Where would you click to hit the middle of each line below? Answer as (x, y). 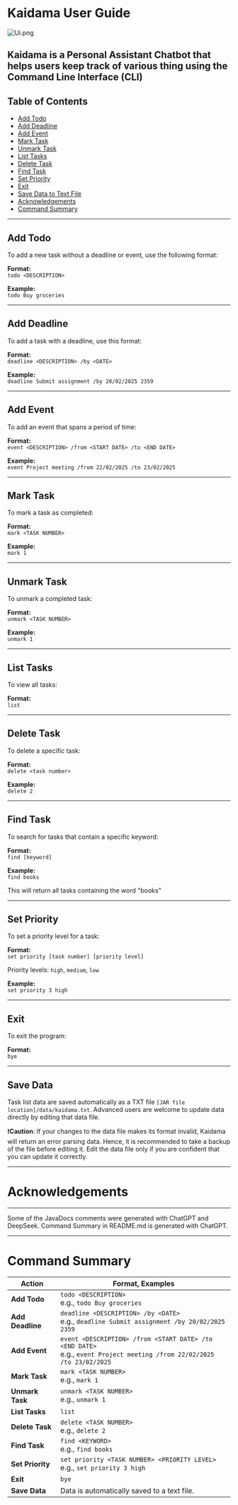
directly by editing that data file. (54, 1117)
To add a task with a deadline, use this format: (75, 341)
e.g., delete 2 (83, 1430)
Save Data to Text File (49, 194)
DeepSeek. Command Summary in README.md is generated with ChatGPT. (118, 1226)
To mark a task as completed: (51, 513)
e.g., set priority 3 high (103, 1467)
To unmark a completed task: (50, 599)
